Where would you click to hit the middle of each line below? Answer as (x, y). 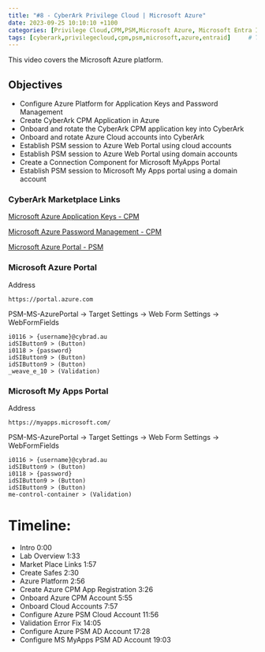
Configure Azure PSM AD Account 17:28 (85, 631)
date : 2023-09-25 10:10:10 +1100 (63, 23)
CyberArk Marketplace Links (64, 199)
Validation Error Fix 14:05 (60, 623)
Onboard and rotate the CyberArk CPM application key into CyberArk (132, 129)
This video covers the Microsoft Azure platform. (86, 60)
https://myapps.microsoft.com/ (60, 423)
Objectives (35, 85)
